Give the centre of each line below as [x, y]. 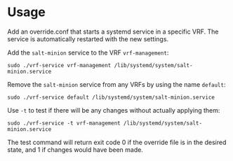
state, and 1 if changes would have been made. [75, 149]
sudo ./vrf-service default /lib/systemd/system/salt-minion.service [111, 97]
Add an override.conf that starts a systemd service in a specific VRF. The [113, 31]
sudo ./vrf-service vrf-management [59, 65]
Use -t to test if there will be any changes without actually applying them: [114, 110]
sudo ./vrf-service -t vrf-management [64, 123]
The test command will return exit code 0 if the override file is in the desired [117, 142]
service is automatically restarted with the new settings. [88, 38]
